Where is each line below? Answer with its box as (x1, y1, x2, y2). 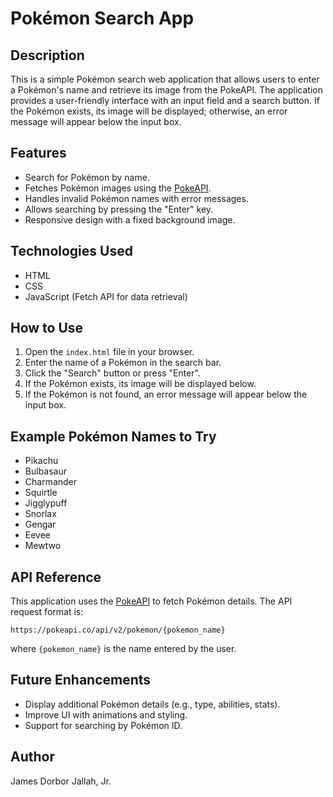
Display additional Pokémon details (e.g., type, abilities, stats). (24, 698, 281, 710)
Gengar (24, 518, 57, 531)
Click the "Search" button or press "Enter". (24, 367, 201, 379)
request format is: (10, 606, 84, 618)
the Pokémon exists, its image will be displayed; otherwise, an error (10, 105, 288, 117)
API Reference (10, 568, 102, 586)
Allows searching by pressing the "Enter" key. (24, 203, 214, 215)
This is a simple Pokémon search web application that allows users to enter (10, 73, 320, 85)
